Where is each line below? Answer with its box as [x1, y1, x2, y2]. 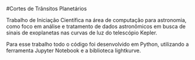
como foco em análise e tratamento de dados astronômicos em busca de [6, 23, 186, 30]
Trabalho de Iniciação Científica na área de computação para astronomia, [6, 17, 187, 23]
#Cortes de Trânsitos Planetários [6, 5, 87, 12]
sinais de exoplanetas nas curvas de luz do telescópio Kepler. [6, 29, 157, 36]
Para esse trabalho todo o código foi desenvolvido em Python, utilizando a [6, 41, 189, 48]
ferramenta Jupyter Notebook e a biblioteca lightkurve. [6, 47, 141, 54]
